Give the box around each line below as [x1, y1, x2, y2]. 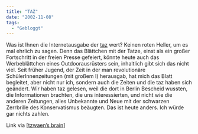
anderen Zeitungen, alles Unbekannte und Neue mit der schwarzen [6, 98, 170, 105]
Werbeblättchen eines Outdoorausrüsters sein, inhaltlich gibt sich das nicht [6, 60, 189, 67]
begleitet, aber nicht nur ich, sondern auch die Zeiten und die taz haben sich [6, 79, 192, 86]
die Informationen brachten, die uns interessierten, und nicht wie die [6, 91, 173, 99]
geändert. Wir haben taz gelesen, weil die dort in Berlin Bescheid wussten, [6, 85, 188, 92]
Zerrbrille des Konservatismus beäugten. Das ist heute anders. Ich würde [6, 104, 184, 111]
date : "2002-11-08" [6, 14, 54, 20]
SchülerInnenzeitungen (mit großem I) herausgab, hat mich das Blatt [6, 73, 173, 80]
